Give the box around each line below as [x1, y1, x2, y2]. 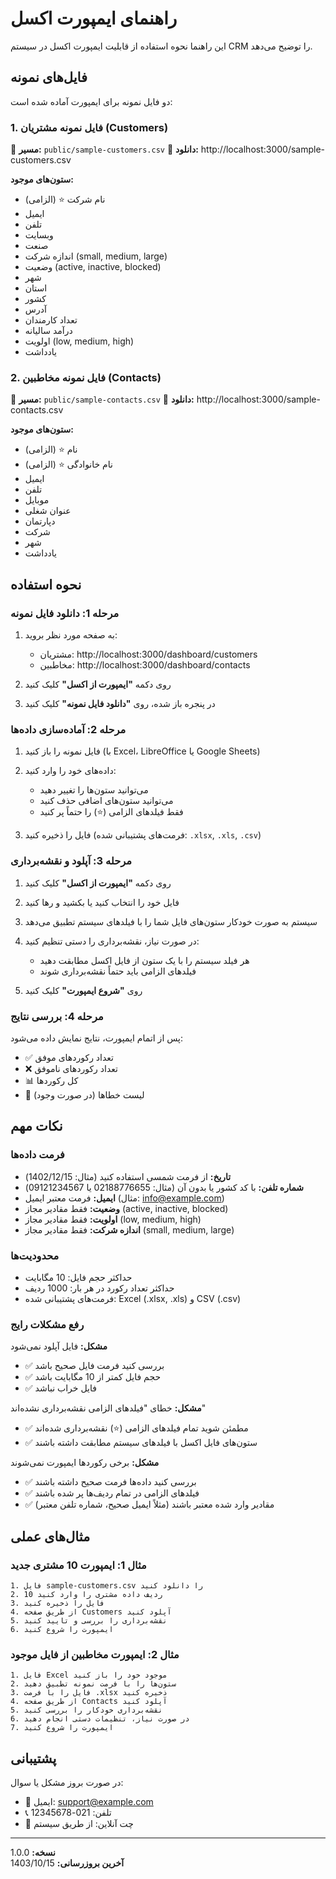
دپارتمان [24, 515, 56, 527]
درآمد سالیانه [24, 325, 73, 337]
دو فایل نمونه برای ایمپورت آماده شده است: [10, 95, 173, 107]
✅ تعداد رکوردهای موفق [24, 1051, 114, 1063]
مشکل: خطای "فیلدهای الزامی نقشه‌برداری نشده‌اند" [10, 1402, 207, 1414]
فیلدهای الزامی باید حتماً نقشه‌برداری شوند [39, 965, 197, 977]
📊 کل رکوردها [24, 1074, 79, 1086]
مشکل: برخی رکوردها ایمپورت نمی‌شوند [10, 1457, 160, 1469]
